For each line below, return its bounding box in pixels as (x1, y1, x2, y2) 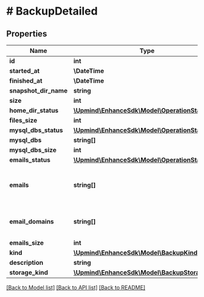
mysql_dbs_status (9, 126, 63, 135)
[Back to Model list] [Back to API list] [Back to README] (6, 284, 146, 291)
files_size (9, 116, 38, 124)
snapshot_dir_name (9, 86, 68, 95)
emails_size (9, 239, 44, 247)
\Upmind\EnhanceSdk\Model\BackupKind (73, 248, 198, 257)
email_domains (9, 217, 55, 226)
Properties (6, 29, 47, 39)
